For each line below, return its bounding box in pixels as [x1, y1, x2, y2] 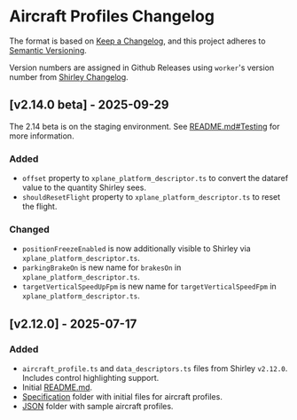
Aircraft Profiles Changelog [9, 6, 215, 27]
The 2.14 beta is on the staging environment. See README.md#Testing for [9, 121, 280, 131]
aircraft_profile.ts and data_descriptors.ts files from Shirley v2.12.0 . [21, 363, 288, 374]
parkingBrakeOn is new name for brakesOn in [21, 262, 182, 273]
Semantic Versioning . [9, 44, 87, 55]
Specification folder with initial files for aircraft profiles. [21, 392, 223, 402]
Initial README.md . [21, 382, 93, 392]
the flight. [21, 202, 58, 212]
